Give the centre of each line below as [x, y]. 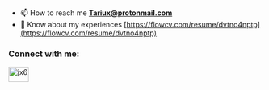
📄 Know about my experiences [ [73, 25]
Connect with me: [44, 54]
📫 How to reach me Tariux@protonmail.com [96, 13]
